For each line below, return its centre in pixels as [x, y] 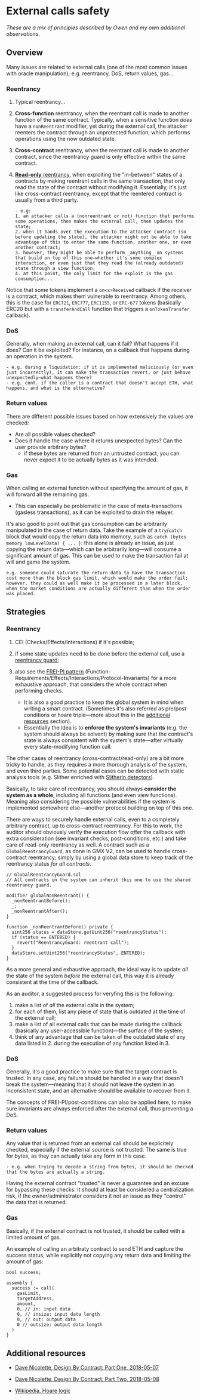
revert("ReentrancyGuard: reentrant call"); [73, 942]
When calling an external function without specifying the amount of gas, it [97, 488]
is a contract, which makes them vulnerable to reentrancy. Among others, [96, 296]
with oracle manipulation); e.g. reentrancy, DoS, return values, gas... [90, 73]
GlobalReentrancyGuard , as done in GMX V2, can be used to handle [88, 851]
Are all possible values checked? [55, 434]
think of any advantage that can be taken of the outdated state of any [100, 1036]
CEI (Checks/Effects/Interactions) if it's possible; [75, 642]
